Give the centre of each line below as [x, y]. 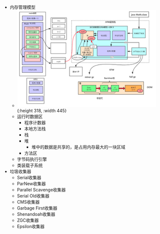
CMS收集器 [28, 202]
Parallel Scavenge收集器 [41, 190]
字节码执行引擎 [32, 159]
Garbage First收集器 [37, 208]
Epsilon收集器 [31, 226]
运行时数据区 [30, 116]
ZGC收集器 [28, 220]
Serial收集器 [29, 177]
